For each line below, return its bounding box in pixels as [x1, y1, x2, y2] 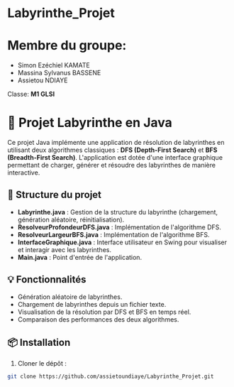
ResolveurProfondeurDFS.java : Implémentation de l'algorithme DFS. [17, 222, 222, 231]
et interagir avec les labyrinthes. [17, 245, 112, 254]
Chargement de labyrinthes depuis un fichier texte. [17, 300, 167, 308]
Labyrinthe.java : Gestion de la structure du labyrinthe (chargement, [17, 207, 218, 216]
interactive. [7, 168, 40, 177]
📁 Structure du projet [7, 189, 101, 201]
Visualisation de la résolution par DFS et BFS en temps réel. [17, 307, 191, 316]
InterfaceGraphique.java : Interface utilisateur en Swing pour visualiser [17, 238, 228, 246]
